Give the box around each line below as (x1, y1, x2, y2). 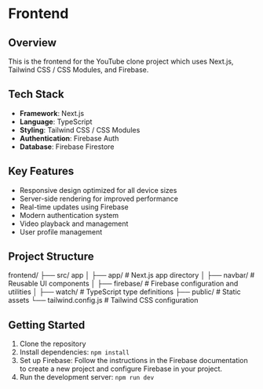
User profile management (19, 227, 103, 236)
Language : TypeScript (19, 117, 93, 126)
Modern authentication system (19, 210, 119, 220)
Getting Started (8, 318, 86, 332)
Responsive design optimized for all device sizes (19, 185, 177, 194)
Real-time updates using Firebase (19, 202, 129, 212)
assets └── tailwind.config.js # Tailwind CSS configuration (8, 296, 199, 305)
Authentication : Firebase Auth (19, 133, 119, 143)
